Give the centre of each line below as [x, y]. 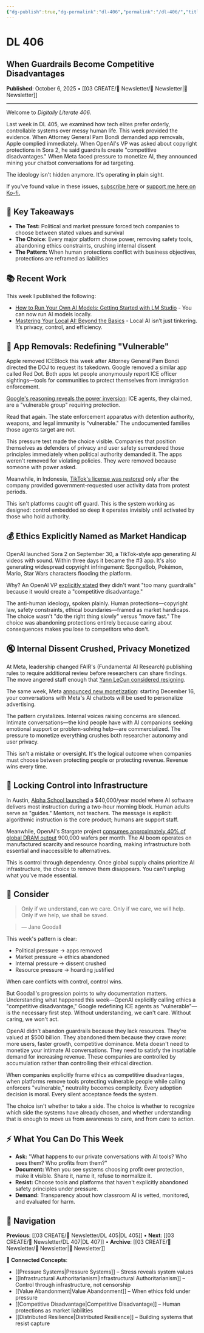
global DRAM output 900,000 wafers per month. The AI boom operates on [99, 838]
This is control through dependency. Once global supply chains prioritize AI [100, 862]
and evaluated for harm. [45, 1202]
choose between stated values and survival [70, 233]
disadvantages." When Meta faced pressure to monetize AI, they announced [102, 156]
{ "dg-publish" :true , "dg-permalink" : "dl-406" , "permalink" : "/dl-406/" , [96, 12]
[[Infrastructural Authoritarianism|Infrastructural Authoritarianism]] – [100, 1278]
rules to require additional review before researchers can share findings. [97, 673]
